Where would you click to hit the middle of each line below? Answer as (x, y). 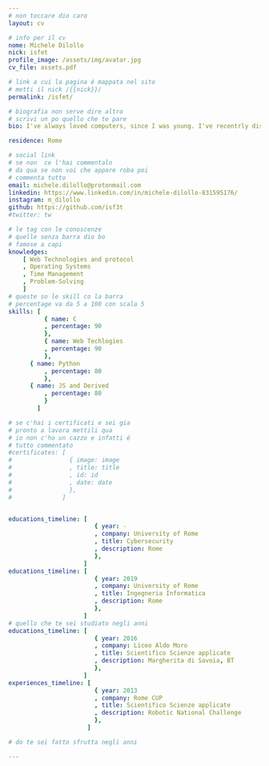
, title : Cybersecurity (134, 541)
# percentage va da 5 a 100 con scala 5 (77, 304)
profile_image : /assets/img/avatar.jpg (75, 60)
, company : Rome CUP (128, 698)
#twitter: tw (30, 215)
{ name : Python (55, 363)
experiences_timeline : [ (50, 683)
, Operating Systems (57, 267)
